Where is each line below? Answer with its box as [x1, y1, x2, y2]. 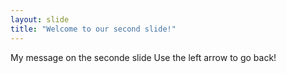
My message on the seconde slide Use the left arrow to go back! [10, 51, 277, 63]
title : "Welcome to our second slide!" [10, 24, 177, 34]
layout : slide [10, 14, 70, 25]
